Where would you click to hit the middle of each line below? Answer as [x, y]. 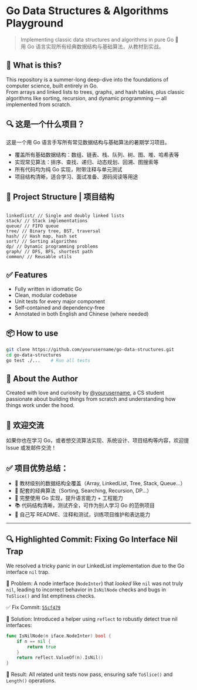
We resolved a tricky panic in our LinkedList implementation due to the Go [95, 566]
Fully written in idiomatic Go [48, 289]
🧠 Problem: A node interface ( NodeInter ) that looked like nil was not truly [95, 583]
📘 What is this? [34, 65]
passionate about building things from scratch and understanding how [91, 399]
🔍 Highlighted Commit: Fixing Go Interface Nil [92, 540]
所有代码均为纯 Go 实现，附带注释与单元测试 [68, 169]
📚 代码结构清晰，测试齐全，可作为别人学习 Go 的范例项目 [85, 505]
